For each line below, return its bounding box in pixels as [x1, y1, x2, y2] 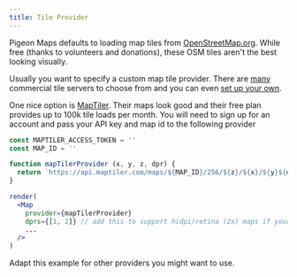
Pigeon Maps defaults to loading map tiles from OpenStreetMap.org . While [9, 37, 281, 48]
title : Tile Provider [9, 12, 89, 22]
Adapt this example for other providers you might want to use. [9, 258, 235, 268]
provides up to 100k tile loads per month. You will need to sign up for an [9, 109, 270, 119]
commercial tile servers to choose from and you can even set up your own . [9, 82, 282, 93]
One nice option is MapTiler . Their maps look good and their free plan [9, 99, 263, 111]
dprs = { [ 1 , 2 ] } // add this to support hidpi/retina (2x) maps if [25, 217, 271, 226]
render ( [9, 192, 38, 201]
